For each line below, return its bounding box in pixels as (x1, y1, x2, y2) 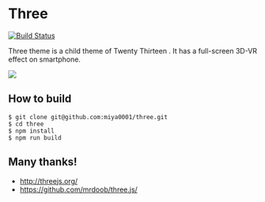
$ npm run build (8, 133, 62, 142)
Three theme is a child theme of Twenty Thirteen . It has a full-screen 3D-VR (8, 46, 258, 55)
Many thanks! (8, 155, 78, 169)
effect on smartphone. (8, 54, 81, 64)
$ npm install (8, 127, 55, 135)
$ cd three (8, 120, 44, 128)
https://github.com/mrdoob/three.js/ (19, 185, 138, 194)
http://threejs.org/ (19, 176, 78, 185)
